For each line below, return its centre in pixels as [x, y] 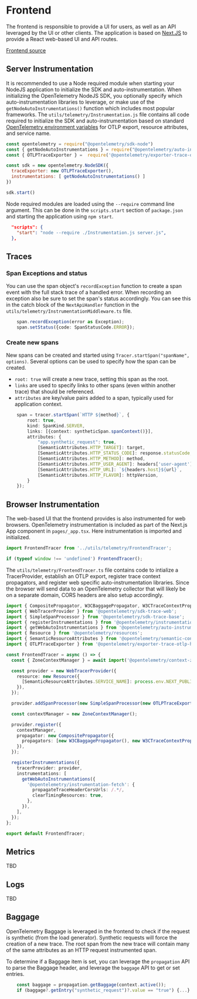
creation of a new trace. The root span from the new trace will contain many [98, 944]
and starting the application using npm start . [60, 216]
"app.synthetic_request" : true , [77, 442]
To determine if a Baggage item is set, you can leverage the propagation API [98, 961]
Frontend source [26, 50]
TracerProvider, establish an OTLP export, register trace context [83, 576]
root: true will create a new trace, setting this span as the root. [91, 379]
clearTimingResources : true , [68, 795]
